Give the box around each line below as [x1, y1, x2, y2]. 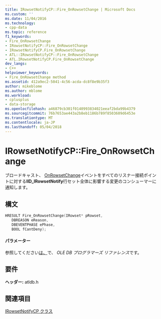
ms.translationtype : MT [5, 115, 53, 120]
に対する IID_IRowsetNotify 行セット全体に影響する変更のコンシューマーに [9, 178, 157, 185]
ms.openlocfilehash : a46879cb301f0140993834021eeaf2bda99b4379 [5, 106, 136, 112]
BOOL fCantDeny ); [11, 227, 47, 232]
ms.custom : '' [5, 12, 34, 17]
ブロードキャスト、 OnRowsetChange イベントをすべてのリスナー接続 [5, 172, 144, 178]
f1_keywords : [5, 34, 32, 39]
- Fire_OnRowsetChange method [5, 75, 66, 80]
